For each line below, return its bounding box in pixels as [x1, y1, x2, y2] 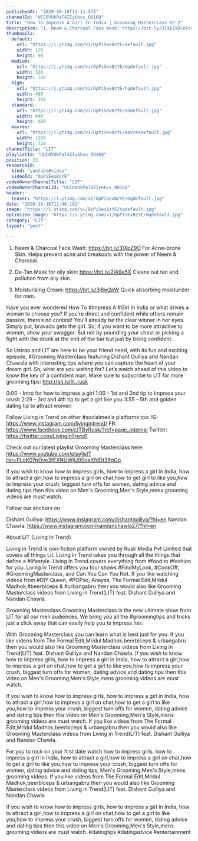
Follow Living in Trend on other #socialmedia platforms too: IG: [6, 413, 159, 420]
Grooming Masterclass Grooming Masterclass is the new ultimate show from [6, 606, 192, 613]
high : [11, 80, 25, 86]
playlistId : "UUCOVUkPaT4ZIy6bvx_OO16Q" [6, 151, 107, 157]
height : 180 [16, 74, 46, 80]
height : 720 [16, 140, 46, 147]
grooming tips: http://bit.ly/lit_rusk [6, 378, 88, 385]
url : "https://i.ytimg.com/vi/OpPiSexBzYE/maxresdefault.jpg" [16, 129, 173, 136]
